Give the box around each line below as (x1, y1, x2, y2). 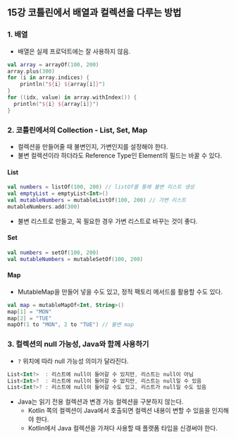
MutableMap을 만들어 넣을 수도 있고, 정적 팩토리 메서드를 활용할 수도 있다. (17, 287, 223, 296)
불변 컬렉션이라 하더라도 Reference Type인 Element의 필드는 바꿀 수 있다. (17, 151, 223, 160)
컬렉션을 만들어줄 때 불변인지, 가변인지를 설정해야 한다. (17, 142, 168, 150)
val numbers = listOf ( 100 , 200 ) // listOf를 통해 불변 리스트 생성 (7, 184, 195, 191)
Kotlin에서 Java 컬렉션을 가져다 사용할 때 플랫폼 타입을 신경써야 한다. (27, 424, 218, 433)
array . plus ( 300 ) (7, 68, 55, 75)
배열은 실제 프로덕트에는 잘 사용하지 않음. (17, 47, 131, 55)
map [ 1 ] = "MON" (7, 308, 52, 315)
